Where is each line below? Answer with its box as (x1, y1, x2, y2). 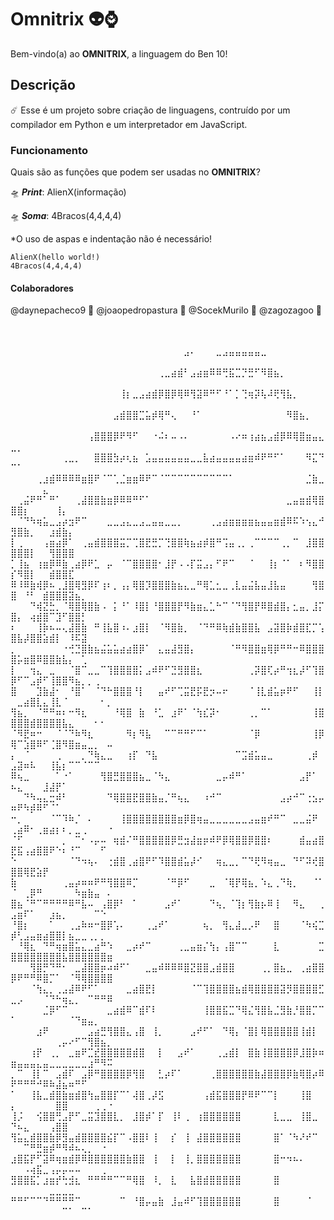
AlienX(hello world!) (10, 252, 101, 263)
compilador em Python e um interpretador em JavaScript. (10, 118, 248, 130)
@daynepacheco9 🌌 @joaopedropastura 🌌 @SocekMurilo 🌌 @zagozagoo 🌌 (10, 304, 322, 316)
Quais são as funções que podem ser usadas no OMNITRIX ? (10, 166, 261, 178)
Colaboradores (10, 282, 74, 294)
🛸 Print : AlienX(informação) (10, 186, 127, 198)
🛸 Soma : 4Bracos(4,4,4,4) (10, 210, 122, 222)
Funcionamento (10, 143, 88, 157)
